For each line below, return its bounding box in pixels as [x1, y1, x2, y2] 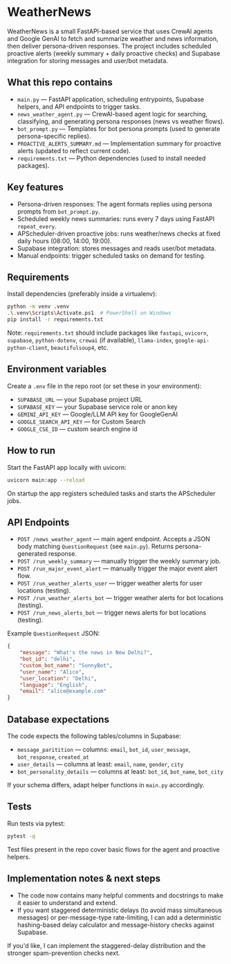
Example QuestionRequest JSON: [7, 629, 100, 638]
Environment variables [7, 363, 107, 375]
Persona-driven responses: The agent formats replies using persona [17, 200, 212, 208]
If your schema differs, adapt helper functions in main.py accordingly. [7, 781, 205, 789]
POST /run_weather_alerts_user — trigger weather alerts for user [17, 579, 203, 588]
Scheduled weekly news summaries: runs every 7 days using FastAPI [17, 214, 215, 222]
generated [17, 550, 47, 558]
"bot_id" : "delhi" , [19, 656, 76, 663]
